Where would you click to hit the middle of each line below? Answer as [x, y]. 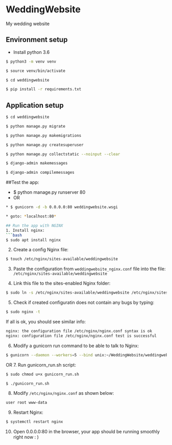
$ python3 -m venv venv [31, 62]
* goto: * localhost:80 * [31, 216]
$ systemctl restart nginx [34, 422]
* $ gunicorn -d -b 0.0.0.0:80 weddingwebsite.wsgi [62, 207]
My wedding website [28, 24]
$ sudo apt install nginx [33, 240]
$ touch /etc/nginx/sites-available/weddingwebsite [62, 259]
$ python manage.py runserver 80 [49, 192]
